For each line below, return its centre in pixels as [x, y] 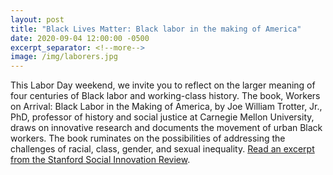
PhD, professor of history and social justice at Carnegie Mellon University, [162, 117]
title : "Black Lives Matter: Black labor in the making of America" [156, 29]
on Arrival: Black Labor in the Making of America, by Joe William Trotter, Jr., [166, 107]
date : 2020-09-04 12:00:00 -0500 [80, 38]
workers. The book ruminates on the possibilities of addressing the [148, 138]
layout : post [37, 19]
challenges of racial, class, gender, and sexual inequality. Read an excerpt [162, 149]
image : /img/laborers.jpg [64, 57]
